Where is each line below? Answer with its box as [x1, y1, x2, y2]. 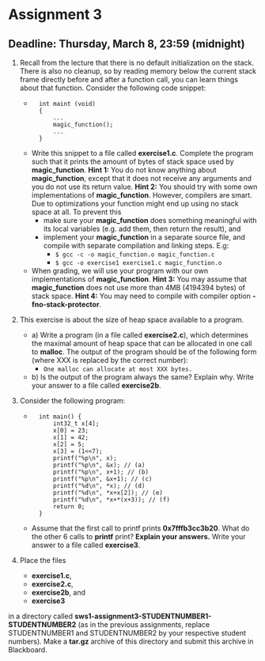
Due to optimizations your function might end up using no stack [31, 199, 239, 208]
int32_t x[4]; [52, 420, 100, 428]
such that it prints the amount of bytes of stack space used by [31, 157, 234, 166]
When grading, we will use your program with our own [31, 266, 208, 275]
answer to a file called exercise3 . [31, 540, 141, 550]
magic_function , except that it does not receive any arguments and [31, 174, 252, 183]
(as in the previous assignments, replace [78, 620, 210, 629]
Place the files [19, 556, 66, 565]
